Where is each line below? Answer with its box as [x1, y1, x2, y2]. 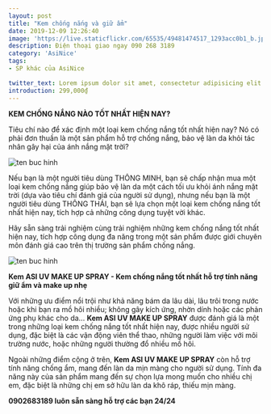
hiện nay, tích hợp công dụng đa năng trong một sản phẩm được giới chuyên [8, 231, 262, 241]
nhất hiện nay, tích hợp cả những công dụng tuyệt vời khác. [8, 207, 206, 217]
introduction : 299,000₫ [8, 87, 89, 95]
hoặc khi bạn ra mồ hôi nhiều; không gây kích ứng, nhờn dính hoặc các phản [8, 304, 263, 314]
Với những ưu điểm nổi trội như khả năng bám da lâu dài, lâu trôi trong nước [8, 296, 260, 306]
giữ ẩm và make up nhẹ [8, 280, 88, 289]
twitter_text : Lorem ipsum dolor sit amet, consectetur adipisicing [8, 78, 244, 87]
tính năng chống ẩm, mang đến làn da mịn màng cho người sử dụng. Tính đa [8, 363, 262, 373]
